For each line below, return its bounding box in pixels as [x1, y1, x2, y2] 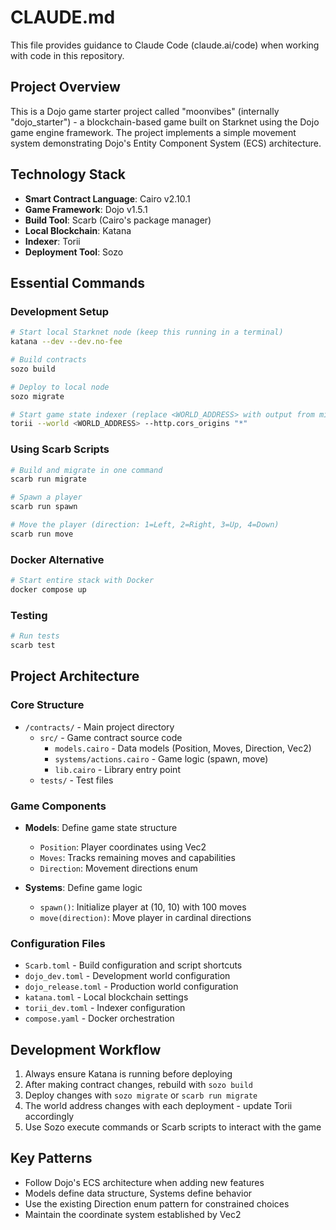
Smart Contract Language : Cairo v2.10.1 [24, 192, 191, 205]
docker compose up [10, 584, 87, 595]
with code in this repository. [10, 49, 125, 61]
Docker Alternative [10, 552, 105, 566]
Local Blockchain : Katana [24, 224, 132, 236]
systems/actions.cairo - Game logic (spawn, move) [54, 752, 269, 765]
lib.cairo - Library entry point [54, 763, 181, 775]
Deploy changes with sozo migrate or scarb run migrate [24, 1089, 258, 1101]
